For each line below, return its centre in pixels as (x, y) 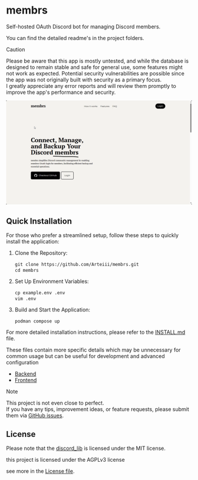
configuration (22, 363)
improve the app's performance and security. (61, 92)
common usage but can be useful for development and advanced (85, 356)
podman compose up (37, 321)
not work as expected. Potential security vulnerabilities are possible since (95, 73)
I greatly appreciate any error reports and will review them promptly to (91, 86)
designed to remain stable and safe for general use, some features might (94, 67)
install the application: (33, 242)
